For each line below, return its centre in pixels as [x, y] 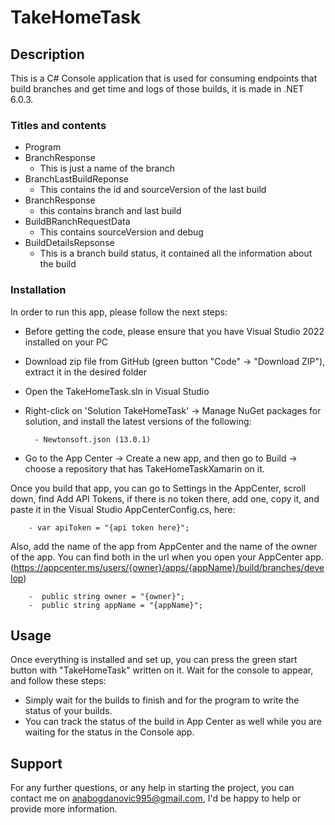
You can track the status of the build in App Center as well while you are [173, 722]
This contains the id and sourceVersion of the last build [153, 190]
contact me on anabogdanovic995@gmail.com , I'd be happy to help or [156, 798]
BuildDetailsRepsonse [69, 243]
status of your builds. [68, 711]
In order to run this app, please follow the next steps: [119, 312]
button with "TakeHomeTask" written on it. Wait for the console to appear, [162, 670]
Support [36, 763]
